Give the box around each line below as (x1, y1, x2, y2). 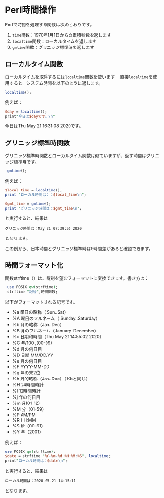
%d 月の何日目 (12, 346, 43, 352)
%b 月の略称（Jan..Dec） (12, 322, 65, 328)
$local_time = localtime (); (5, 188, 63, 193)
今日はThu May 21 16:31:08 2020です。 (5, 123, 84, 129)
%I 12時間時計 (12, 388, 41, 394)
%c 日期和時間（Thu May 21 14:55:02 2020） (12, 334, 104, 340)
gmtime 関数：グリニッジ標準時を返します (12, 44, 94, 50)
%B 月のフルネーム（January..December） (12, 328, 99, 333)
